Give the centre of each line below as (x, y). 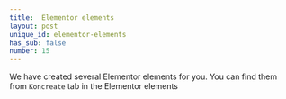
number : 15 (30, 51)
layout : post (34, 26)
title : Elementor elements (62, 18)
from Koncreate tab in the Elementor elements (94, 86)
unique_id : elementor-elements (68, 34)
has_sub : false (38, 43)
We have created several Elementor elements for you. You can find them (143, 76)
